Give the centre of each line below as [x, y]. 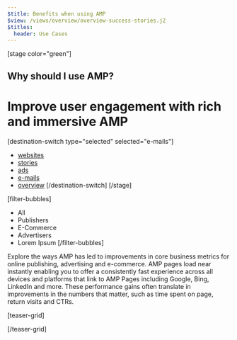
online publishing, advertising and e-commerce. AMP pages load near [109, 263]
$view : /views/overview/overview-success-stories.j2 [87, 21]
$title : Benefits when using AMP [57, 14]
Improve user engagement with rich [114, 106]
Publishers [33, 220]
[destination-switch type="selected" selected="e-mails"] [91, 141]
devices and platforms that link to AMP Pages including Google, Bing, [108, 279]
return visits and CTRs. [41, 301]
